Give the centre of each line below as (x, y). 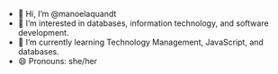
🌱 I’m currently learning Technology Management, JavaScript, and (140, 42)
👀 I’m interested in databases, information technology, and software (143, 23)
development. (43, 33)
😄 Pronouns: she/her (57, 61)
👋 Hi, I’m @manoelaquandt (67, 14)
